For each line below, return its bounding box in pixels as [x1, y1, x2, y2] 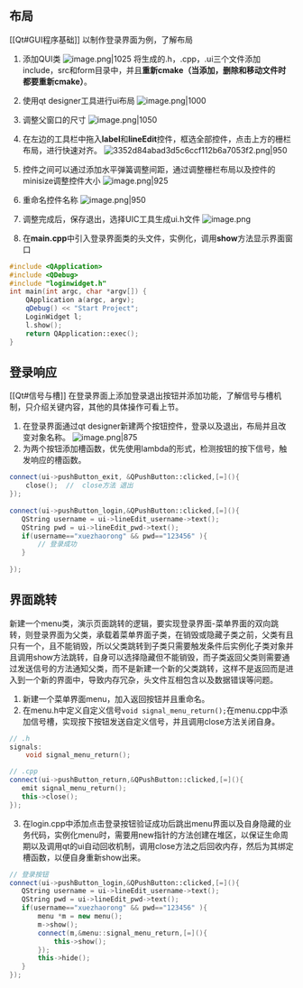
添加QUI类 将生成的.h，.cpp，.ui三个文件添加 [22, 53, 262, 64]
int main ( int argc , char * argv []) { [9, 287, 147, 296]
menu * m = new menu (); [37, 912, 124, 921]
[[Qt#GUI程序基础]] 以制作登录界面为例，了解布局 [9, 34, 194, 45]
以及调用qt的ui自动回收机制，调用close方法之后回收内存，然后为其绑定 [30, 840, 294, 851]
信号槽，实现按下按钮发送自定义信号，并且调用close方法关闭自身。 [30, 716, 280, 726]
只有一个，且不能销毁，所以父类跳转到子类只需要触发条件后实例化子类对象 [9, 640, 286, 651]
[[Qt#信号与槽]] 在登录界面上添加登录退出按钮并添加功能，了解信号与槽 [9, 391, 274, 402]
